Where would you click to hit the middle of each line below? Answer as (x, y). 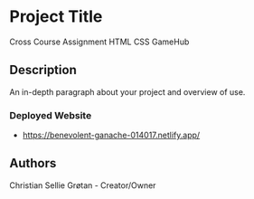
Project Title (56, 17)
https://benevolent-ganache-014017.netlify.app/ (111, 135)
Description (43, 70)
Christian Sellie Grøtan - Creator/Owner (83, 185)
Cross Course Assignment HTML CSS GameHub (99, 42)
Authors (33, 163)
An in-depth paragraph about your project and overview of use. (127, 91)
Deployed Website (51, 115)
